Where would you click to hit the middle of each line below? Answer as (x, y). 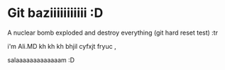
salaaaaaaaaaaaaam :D (41, 60)
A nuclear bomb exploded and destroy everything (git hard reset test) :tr (113, 33)
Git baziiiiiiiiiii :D (55, 13)
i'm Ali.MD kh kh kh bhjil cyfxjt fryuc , (62, 46)
